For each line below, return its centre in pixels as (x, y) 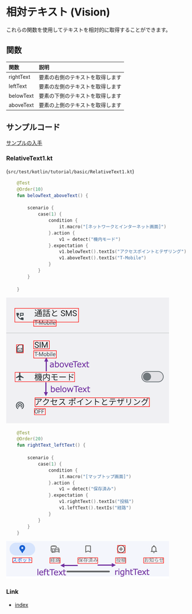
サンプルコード (33, 127)
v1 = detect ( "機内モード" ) (90, 239)
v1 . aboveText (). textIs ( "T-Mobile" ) (102, 258)
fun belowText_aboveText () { (53, 195)
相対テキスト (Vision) (58, 12)
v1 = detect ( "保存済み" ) (88, 489)
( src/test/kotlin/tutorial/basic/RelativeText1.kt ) (70, 171)
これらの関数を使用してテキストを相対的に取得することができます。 (89, 30)
